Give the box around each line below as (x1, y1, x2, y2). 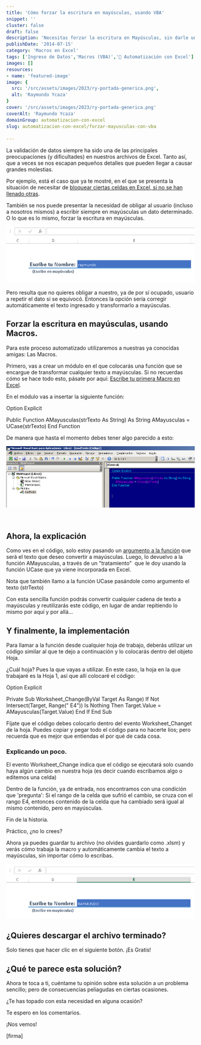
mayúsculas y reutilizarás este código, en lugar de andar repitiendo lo (6, 602, 178, 609)
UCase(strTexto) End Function (6, 422, 81, 429)
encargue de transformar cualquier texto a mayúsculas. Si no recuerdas (6, 368, 184, 375)
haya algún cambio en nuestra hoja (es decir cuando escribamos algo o (6, 767, 182, 775)
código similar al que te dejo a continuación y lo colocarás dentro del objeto (6, 648, 193, 655)
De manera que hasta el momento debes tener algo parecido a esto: (6, 434, 174, 441)
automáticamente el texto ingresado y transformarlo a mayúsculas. (6, 302, 171, 309)
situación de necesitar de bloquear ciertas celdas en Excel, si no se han (6, 184, 183, 191)
